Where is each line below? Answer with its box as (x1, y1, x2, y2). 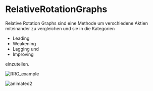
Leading (12, 35, 30, 41)
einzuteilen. (5, 61, 29, 67)
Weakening (12, 40, 36, 46)
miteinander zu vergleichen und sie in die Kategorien (5, 25, 115, 31)
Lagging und (12, 46, 39, 52)
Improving (12, 51, 34, 57)
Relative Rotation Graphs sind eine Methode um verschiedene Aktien (5, 20, 148, 26)
